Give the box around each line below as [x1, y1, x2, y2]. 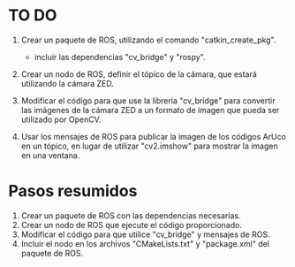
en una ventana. [20, 149, 80, 160]
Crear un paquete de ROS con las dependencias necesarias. [20, 210, 241, 221]
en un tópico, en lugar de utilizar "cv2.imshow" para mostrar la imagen [20, 141, 279, 151]
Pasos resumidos [8, 181, 138, 202]
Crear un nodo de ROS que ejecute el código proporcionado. [20, 219, 242, 230]
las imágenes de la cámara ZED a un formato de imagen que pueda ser [20, 104, 280, 115]
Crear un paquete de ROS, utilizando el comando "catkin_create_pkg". [20, 34, 276, 45]
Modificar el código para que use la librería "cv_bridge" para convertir [20, 95, 276, 106]
